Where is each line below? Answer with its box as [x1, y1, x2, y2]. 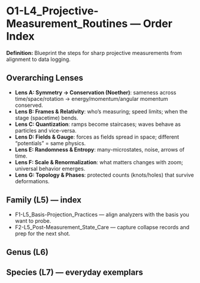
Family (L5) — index [6, 195, 82, 205]
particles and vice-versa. [14, 127, 77, 134]
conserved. [14, 101, 43, 109]
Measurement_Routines [6, 17, 128, 30]
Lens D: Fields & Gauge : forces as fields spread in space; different [14, 133, 180, 140]
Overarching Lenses [6, 73, 84, 83]
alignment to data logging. [6, 56, 71, 63]
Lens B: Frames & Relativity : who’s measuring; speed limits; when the [14, 107, 187, 115]
